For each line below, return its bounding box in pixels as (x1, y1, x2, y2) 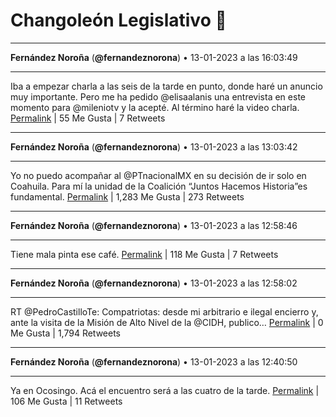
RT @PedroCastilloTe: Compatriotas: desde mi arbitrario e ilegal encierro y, (10, 305, 319, 318)
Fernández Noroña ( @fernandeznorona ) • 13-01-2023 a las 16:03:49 (10, 51, 298, 63)
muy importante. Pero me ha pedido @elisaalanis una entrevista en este (10, 90, 306, 103)
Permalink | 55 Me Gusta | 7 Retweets (10, 112, 166, 124)
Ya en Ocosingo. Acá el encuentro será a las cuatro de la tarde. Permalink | (10, 384, 320, 396)
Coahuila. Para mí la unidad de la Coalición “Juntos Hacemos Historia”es (10, 180, 308, 192)
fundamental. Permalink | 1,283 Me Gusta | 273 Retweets (10, 190, 245, 203)
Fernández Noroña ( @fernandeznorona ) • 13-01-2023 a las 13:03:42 (10, 140, 298, 153)
